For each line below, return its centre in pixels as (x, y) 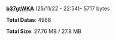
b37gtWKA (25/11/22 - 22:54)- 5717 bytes (58, 9)
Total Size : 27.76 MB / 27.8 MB (44, 31)
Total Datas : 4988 (29, 20)
